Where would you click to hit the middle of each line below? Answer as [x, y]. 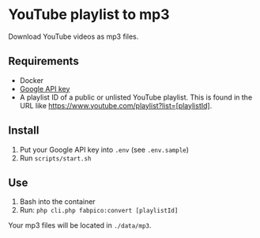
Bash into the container [58, 202]
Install [24, 131]
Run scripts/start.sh [55, 158]
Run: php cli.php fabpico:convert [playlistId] [99, 210]
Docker [32, 80]
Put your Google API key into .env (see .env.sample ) [104, 149]
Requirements [43, 61]
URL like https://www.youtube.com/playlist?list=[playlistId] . [116, 105]
